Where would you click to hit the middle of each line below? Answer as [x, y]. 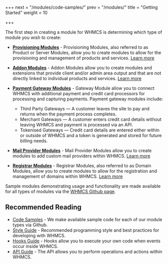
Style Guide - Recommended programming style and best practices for [86, 230]
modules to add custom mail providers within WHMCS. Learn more [81, 156]
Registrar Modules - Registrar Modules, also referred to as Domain [82, 166]
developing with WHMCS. [39, 235]
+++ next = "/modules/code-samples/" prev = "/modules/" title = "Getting [81, 7]
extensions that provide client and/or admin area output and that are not [87, 73]
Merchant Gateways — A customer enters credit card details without [91, 119]
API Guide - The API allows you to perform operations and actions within [87, 251]
